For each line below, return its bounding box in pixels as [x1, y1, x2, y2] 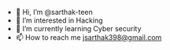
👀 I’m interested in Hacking [15, 16, 104, 25]
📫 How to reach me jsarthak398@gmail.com [15, 33, 162, 42]
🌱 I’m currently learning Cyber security [15, 24, 142, 33]
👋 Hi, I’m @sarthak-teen [15, 8, 93, 16]
